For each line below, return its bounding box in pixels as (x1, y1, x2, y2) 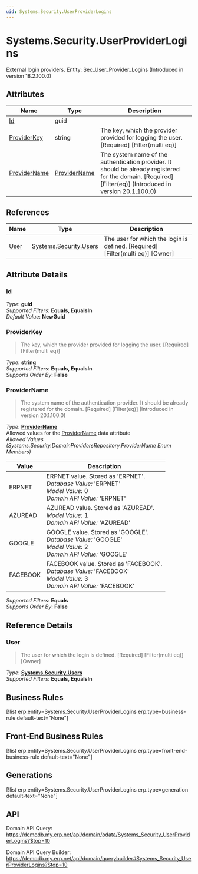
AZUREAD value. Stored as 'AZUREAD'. (46, 504, 155, 512)
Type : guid (6, 300, 32, 307)
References (6, 207, 49, 217)
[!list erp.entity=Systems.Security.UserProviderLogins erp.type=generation (6, 786, 189, 793)
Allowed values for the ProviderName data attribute (6, 429, 131, 436)
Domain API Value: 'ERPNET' (46, 494, 126, 502)
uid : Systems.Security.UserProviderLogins (6, 8, 112, 15)
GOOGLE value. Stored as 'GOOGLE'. (46, 528, 149, 537)
